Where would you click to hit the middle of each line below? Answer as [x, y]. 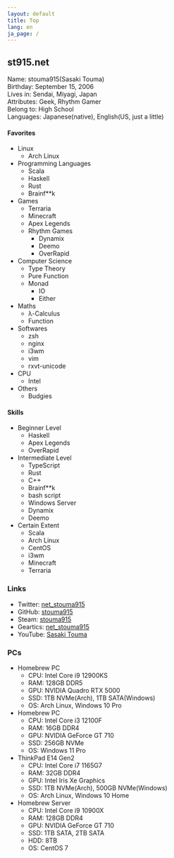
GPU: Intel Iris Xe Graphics [67, 780]
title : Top [23, 20]
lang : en [20, 27]
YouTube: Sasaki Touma [52, 634]
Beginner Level [39, 428]
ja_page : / [23, 34]
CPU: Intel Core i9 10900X [66, 811]
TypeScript [44, 465]
